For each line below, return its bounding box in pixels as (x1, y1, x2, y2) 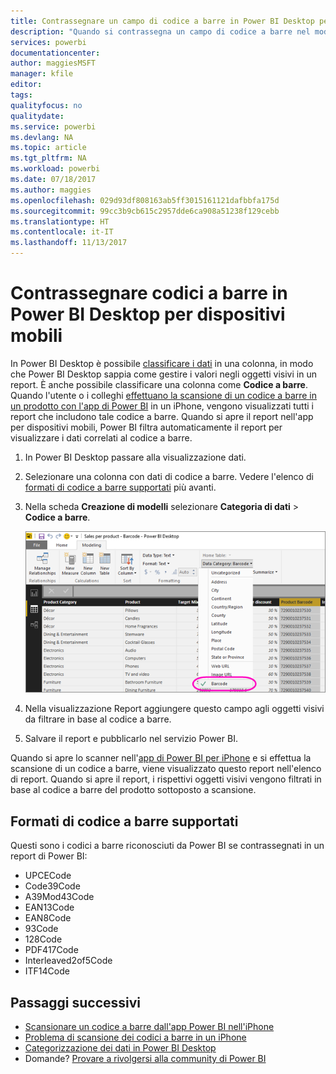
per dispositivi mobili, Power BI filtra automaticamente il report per (10, 421, 283, 433)
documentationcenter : (10, 48, 101, 58)
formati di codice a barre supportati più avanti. (24, 481, 217, 493)
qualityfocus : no (10, 100, 83, 110)
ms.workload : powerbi (10, 164, 101, 174)
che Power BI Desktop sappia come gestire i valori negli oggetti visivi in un (10, 368, 317, 380)
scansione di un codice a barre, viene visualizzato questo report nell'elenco (10, 763, 322, 775)
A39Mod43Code (24, 891, 95, 903)
